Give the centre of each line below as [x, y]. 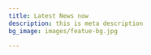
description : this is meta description [76, 23]
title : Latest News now [49, 16]
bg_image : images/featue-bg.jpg [63, 31]
